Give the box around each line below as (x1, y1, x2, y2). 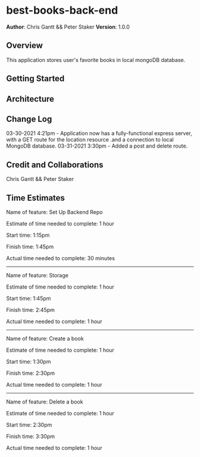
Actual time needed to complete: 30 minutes (6, 254, 115, 262)
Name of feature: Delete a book (6, 398, 83, 405)
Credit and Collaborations (6, 159, 104, 170)
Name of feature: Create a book (6, 334, 85, 342)
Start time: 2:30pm (6, 421, 52, 428)
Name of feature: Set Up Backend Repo (6, 208, 103, 215)
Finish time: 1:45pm (6, 243, 54, 250)
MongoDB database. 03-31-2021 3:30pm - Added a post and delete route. (6, 142, 188, 149)
